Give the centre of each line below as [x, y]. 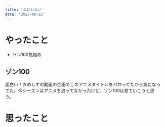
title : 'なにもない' [24, 10]
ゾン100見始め [27, 55]
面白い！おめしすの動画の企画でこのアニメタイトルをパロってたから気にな [81, 85]
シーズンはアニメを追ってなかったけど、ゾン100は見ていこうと [86, 91]
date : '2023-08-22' [25, 14]
